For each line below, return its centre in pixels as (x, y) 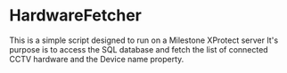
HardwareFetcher (76, 16)
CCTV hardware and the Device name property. (97, 59)
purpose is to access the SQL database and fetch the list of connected (139, 49)
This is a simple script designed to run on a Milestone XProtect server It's (144, 40)
